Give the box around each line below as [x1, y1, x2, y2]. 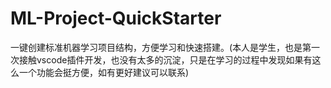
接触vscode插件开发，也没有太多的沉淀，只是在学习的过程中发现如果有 [18, 53, 313, 66]
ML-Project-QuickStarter [10, 7, 222, 30]
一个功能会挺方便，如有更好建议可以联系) [18, 66, 190, 78]
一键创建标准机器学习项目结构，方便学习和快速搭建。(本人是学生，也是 [10, 41, 303, 53]
